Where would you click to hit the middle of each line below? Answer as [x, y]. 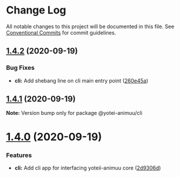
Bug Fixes [21, 68]
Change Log [36, 10]
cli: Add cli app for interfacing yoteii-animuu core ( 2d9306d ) [88, 168]
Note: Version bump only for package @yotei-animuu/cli [74, 113]
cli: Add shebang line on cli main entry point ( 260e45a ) [81, 80]
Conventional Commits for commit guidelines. [61, 32]
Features [19, 155]
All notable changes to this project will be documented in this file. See [90, 26]
